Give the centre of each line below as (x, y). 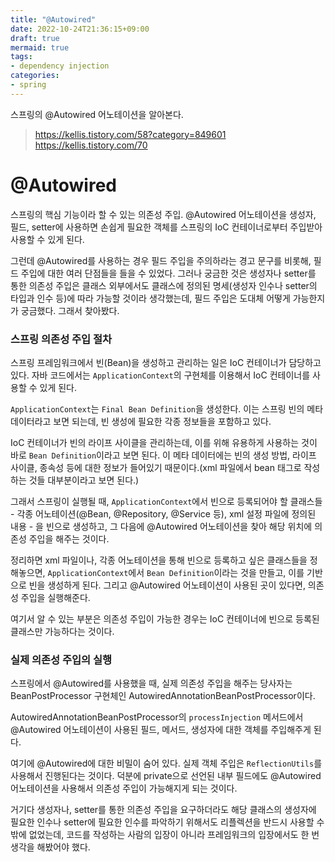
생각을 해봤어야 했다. (50, 847)
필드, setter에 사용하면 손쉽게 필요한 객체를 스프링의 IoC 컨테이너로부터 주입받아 (166, 227)
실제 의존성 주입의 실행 (61, 659)
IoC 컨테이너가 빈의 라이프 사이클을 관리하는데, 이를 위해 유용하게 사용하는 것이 (164, 442)
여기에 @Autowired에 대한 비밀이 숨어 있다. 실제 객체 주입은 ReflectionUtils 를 (166, 763)
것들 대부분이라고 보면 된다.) (84, 480)
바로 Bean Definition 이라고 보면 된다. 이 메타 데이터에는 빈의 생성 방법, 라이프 (163, 455)
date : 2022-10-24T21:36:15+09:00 (80, 29)
